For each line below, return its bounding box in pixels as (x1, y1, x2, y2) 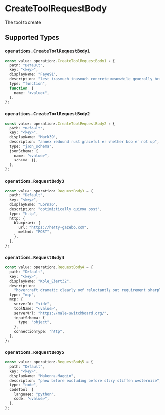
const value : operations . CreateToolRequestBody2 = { (5, 121, 115, 126)
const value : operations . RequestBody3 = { (5, 188, 93, 193)
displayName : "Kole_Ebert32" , (9, 279, 71, 284)
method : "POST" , (18, 229, 52, 234)
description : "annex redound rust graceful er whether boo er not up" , (9, 139, 160, 144)
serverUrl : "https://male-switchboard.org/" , (14, 311, 109, 316)
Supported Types (5, 33, 60, 42)
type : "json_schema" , (9, 144, 54, 149)
